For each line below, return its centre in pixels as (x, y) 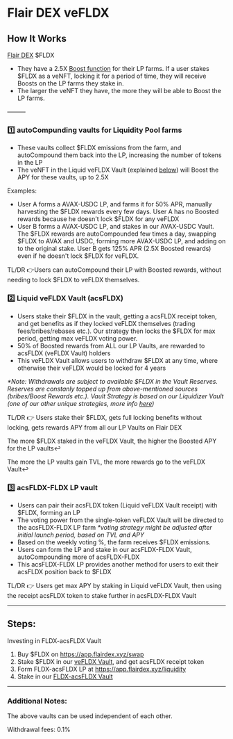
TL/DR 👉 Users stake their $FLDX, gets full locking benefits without (105, 417)
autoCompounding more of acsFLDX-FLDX (78, 557)
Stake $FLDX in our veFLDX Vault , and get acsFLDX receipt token (111, 661)
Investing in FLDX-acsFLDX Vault (54, 640)
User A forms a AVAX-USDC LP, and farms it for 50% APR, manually (114, 204)
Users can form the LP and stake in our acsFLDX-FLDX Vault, (104, 549)
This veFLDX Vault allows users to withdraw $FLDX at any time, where (118, 360)
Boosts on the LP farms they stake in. (70, 83)
